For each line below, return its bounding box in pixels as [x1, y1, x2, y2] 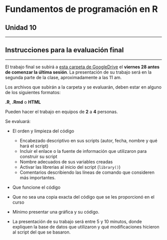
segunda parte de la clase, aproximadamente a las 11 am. [5, 74, 122, 80]
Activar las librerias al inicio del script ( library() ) [19, 164, 121, 170]
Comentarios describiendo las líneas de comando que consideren [19, 169, 155, 175]
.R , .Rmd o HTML [5, 99, 41, 105]
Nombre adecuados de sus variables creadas [19, 158, 113, 165]
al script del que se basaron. [12, 229, 71, 235]
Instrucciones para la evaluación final [5, 46, 124, 54]
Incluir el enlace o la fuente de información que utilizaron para [19, 148, 147, 154]
